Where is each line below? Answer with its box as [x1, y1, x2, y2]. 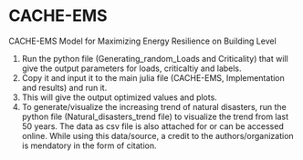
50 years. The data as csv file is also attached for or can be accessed [21, 120, 284, 132]
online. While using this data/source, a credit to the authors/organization [21, 130, 294, 141]
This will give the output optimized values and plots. [21, 92, 218, 103]
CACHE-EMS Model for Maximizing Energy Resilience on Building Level [8, 35, 277, 46]
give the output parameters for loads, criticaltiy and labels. [21, 63, 243, 74]
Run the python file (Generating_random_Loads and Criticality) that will [21, 53, 288, 64]
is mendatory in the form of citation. [21, 140, 157, 151]
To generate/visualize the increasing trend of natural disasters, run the [21, 101, 287, 112]
